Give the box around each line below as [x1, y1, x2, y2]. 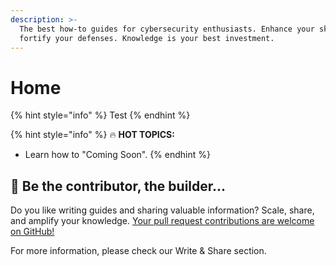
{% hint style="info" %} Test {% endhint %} [10, 109, 191, 121]
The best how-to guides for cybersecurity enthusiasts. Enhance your [19, 24, 315, 34]
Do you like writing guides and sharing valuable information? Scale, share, [10, 204, 315, 216]
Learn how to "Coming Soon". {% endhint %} [24, 149, 211, 161]
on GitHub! [10, 226, 55, 238]
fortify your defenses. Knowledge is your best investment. [19, 33, 275, 43]
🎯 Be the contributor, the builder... [10, 177, 227, 195]
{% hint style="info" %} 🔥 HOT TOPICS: [10, 129, 175, 141]
